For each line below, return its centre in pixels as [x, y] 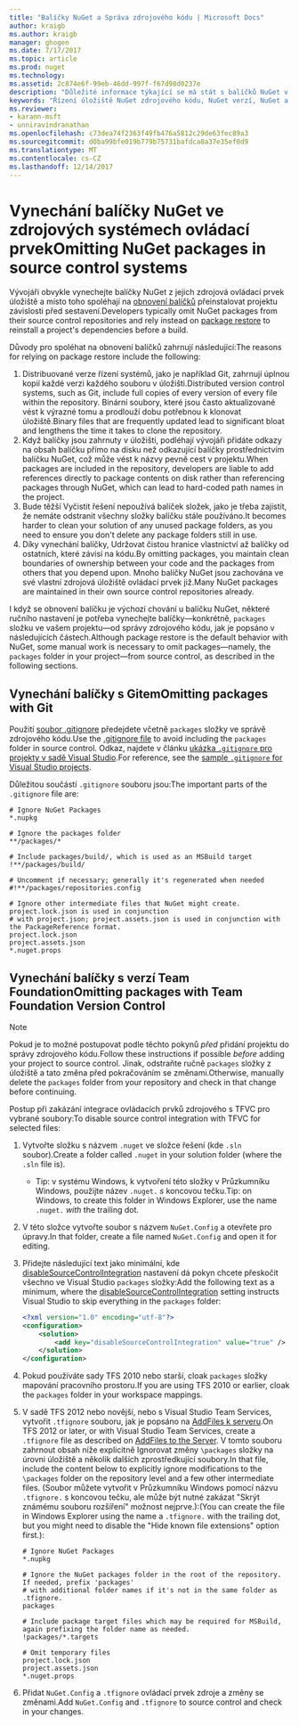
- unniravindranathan [49, 126]
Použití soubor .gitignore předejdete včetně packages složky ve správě [137, 729]
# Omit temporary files [66, 1653]
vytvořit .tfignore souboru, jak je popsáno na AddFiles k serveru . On [148, 1421]
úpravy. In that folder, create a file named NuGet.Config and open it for [149, 1236]
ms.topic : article [43, 59]
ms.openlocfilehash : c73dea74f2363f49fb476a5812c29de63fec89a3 [129, 134]
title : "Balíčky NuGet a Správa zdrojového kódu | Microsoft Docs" [137, 17]
